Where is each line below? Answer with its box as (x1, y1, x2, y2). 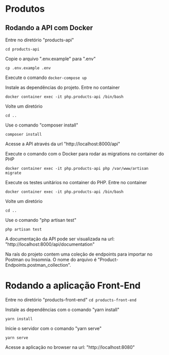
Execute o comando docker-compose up (5, 74, 87, 81)
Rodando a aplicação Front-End (5, 280, 141, 291)
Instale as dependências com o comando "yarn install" (5, 307, 120, 313)
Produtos (5, 3, 45, 15)
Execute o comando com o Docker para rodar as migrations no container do (5, 151, 164, 157)
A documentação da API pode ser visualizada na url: (5, 236, 115, 242)
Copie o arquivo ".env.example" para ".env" (5, 56, 96, 62)
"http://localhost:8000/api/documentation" (5, 241, 95, 247)
